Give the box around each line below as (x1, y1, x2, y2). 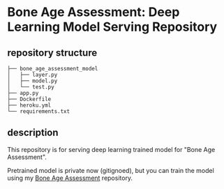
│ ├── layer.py (7, 71, 58, 78)
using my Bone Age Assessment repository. (7, 174, 133, 182)
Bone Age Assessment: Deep (7, 4, 180, 20)
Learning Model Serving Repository (7, 19, 218, 35)
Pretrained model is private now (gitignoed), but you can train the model (7, 166, 214, 174)
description (7, 127, 59, 139)
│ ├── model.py (7, 77, 58, 84)
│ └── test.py (7, 84, 54, 91)
